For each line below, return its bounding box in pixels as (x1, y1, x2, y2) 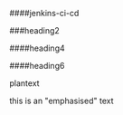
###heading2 (9, 25, 61, 35)
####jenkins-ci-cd (9, 8, 80, 18)
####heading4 (9, 43, 65, 53)
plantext (9, 78, 40, 89)
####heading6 (9, 61, 65, 71)
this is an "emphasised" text (9, 95, 114, 106)
